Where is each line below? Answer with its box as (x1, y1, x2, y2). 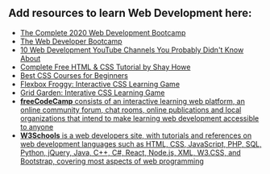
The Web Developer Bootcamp (19, 36, 123, 46)
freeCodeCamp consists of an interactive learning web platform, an (19, 96, 246, 106)
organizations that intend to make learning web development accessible (19, 113, 260, 123)
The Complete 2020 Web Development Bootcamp (19, 27, 186, 37)
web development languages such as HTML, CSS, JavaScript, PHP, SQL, (19, 139, 262, 148)
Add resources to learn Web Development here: (8, 6, 252, 20)
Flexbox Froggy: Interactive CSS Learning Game (19, 79, 180, 89)
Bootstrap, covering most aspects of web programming (19, 156, 204, 166)
